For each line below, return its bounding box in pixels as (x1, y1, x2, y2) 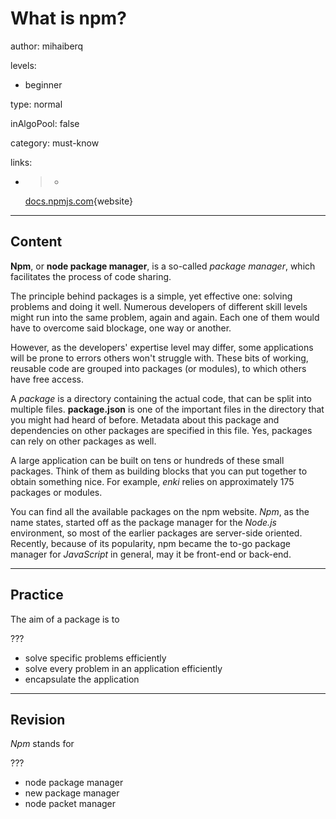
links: (10, 156, 33, 168)
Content (10, 233, 63, 251)
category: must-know (10, 137, 100, 149)
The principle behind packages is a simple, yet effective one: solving (10, 290, 293, 302)
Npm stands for (10, 738, 75, 750)
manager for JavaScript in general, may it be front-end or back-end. (10, 548, 292, 560)
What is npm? (10, 7, 127, 30)
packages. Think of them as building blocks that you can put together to (10, 465, 308, 477)
